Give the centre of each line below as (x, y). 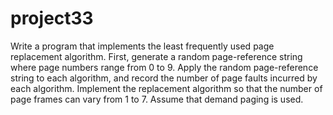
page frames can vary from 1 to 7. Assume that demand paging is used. (157, 99)
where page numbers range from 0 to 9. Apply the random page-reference (164, 67)
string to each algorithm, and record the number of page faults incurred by (164, 78)
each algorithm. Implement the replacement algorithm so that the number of (166, 88)
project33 (52, 18)
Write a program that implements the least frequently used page (142, 46)
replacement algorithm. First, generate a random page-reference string (156, 56)
